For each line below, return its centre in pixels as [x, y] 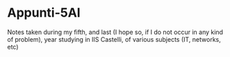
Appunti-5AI [44, 13]
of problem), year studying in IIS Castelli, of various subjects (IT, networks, [114, 39]
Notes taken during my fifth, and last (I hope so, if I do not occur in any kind [115, 32]
